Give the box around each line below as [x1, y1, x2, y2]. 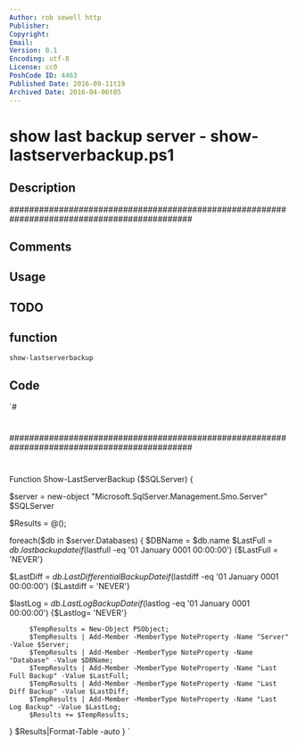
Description [9, 180, 76, 196]
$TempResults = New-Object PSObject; [29, 625, 169, 634]
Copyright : [9, 29, 50, 38]
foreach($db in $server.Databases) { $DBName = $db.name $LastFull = [9, 535, 274, 545]
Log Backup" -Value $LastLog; [9, 702, 122, 711]
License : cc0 [9, 63, 58, 72]
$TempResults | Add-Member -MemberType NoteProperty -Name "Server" [29, 632, 290, 642]
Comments [9, 239, 72, 254]
